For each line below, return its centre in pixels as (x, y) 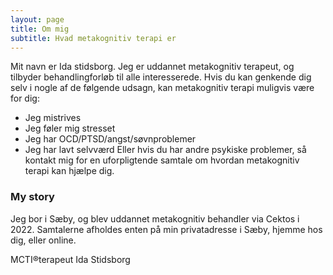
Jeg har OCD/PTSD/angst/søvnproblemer (110, 139)
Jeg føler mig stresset (70, 128)
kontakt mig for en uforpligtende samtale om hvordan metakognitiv (162, 160)
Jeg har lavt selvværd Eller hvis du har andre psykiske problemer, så (165, 150)
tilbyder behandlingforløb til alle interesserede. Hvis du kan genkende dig (161, 77)
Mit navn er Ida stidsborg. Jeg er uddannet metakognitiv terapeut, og (152, 67)
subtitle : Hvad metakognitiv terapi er (93, 38)
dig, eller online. (43, 240)
